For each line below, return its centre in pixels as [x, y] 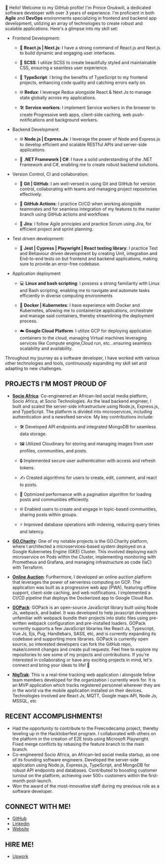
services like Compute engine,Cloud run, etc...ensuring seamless [85, 343]
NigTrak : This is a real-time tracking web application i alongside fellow [84, 675]
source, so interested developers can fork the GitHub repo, [72, 644]
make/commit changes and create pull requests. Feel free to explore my [85, 649]
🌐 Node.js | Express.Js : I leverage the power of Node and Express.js [90, 139]
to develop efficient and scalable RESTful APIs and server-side [83, 145]
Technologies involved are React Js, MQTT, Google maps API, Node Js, [85, 695]
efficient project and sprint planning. [56, 229]
